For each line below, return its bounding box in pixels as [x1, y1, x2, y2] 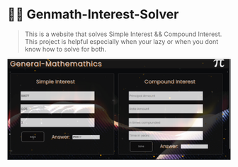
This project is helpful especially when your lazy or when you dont [24, 37, 219, 45]
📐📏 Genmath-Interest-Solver [7, 6, 179, 23]
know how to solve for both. [24, 45, 107, 53]
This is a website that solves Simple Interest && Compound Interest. [24, 30, 222, 38]
